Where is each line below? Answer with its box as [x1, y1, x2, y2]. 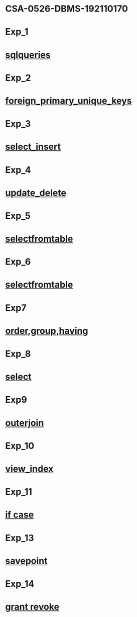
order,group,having [5, 325, 88, 336]
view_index [5, 463, 54, 474]
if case [5, 509, 34, 520]
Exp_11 [5, 486, 33, 498]
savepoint [5, 555, 48, 566]
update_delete [5, 187, 67, 199]
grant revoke [5, 601, 59, 612]
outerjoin [5, 417, 44, 428]
